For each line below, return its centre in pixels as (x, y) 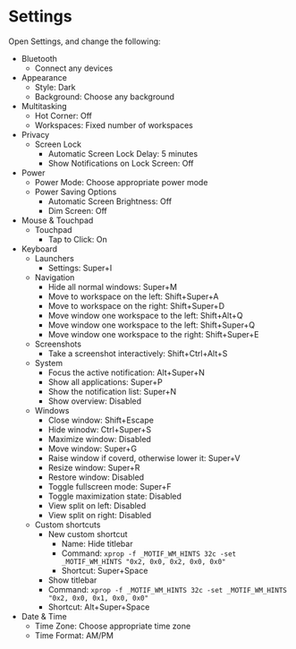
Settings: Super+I (80, 268)
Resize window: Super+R (94, 467)
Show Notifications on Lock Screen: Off (121, 163)
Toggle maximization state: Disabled (115, 496)
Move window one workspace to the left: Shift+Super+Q (152, 325)
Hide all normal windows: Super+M (113, 286)
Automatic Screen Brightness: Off (110, 201)
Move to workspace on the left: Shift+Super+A (133, 296)
